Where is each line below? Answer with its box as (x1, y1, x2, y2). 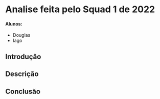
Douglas (12, 32, 31, 38)
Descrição (5, 70, 39, 79)
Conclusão (5, 87, 41, 95)
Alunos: (5, 20, 22, 27)
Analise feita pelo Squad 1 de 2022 (5, 4, 155, 15)
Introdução (5, 52, 41, 61)
